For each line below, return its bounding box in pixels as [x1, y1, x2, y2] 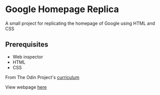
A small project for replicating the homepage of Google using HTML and [5, 20, 155, 26]
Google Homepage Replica [5, 4, 120, 15]
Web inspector [12, 54, 43, 60]
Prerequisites [5, 40, 48, 49]
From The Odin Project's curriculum [5, 74, 80, 80]
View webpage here [5, 84, 47, 90]
